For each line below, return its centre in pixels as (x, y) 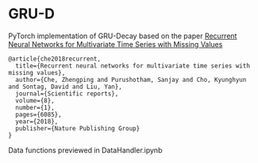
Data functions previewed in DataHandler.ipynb (85, 150)
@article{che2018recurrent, (55, 59)
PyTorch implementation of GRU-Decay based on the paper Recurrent (123, 36)
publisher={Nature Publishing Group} (78, 128)
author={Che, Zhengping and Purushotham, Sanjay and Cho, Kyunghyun (131, 80)
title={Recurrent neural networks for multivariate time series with (133, 66)
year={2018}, (37, 121)
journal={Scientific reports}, (67, 93)
